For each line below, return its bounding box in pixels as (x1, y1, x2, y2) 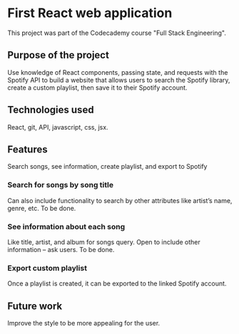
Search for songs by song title (7, 180, 114, 190)
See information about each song (7, 221, 126, 231)
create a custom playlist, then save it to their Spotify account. (7, 83, 188, 92)
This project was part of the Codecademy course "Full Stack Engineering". (7, 28, 226, 37)
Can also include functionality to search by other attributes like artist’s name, (7, 196, 233, 204)
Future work (7, 300, 63, 312)
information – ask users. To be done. (7, 245, 115, 254)
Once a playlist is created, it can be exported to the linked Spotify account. (7, 279, 227, 288)
